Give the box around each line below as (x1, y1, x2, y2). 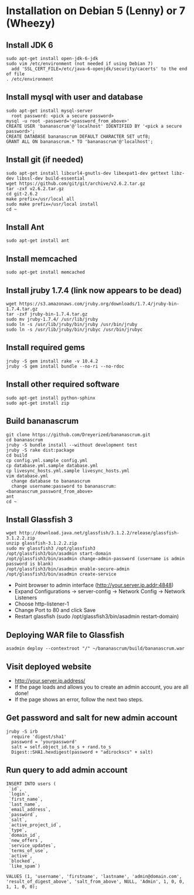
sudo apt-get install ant (6, 238, 69, 244)
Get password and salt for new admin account (6, 713, 178, 723)
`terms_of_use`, (8, 847, 49, 854)
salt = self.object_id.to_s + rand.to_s (11, 744, 111, 750)
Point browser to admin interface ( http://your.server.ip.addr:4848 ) (14, 581, 174, 589)
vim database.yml (6, 473, 49, 479)
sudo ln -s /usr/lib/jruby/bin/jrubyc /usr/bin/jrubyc (6, 327, 143, 333)
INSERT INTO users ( (6, 781, 57, 787)
